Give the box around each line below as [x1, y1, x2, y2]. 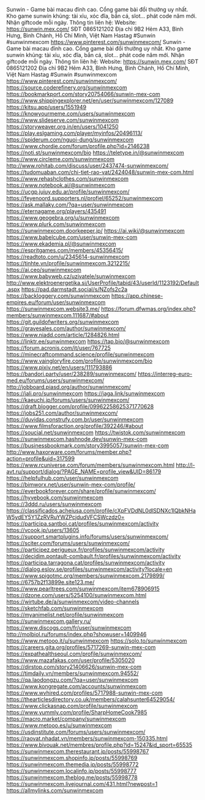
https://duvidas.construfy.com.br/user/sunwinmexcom [6, 416, 144, 423]
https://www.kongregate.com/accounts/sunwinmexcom [6, 683, 147, 690]
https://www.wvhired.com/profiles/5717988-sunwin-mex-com [6, 689, 163, 696]
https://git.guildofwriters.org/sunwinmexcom [6, 319, 119, 325]
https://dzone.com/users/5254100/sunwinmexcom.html [6, 592, 147, 598]
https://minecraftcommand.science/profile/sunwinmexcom [6, 351, 155, 358]
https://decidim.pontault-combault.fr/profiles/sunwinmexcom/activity [6, 553, 181, 560]
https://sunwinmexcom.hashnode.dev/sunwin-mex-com [6, 436, 148, 442]
